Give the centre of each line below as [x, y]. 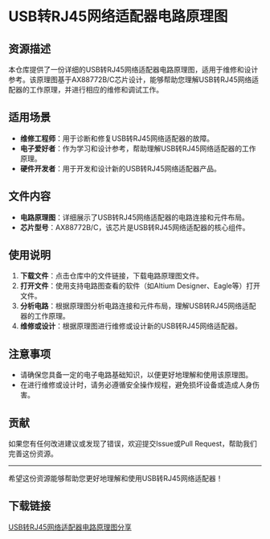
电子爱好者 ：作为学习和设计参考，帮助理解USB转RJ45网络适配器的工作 [138, 148]
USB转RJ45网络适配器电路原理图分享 [70, 527]
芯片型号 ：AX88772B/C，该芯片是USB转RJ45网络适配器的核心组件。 [135, 227]
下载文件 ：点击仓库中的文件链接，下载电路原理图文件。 [111, 276]
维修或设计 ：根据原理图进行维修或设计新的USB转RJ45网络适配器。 [131, 326]
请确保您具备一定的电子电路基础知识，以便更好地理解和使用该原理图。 [136, 375]
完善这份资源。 [33, 454]
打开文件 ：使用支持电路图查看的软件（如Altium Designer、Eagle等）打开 [140, 286]
